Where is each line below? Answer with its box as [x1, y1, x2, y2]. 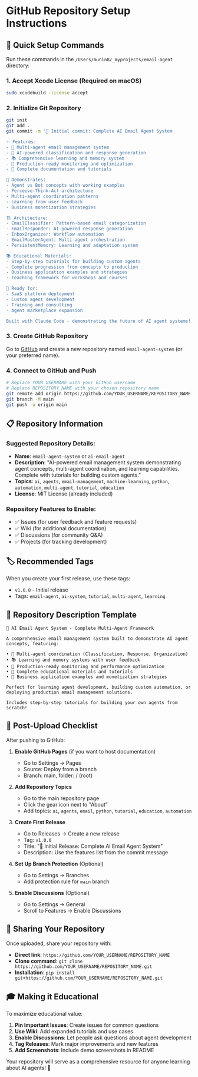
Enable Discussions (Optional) [14, 889, 90, 896]
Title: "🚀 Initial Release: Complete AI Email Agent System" [23, 843, 163, 850]
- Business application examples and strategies [6, 269, 128, 275]
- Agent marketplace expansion [6, 308, 83, 313]
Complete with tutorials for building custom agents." [14, 471, 141, 478]
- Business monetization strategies [6, 204, 96, 210]
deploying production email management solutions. [6, 689, 133, 696]
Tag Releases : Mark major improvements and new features [14, 1040, 159, 1048]
